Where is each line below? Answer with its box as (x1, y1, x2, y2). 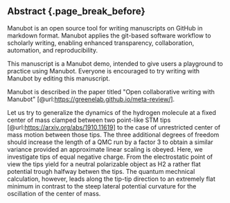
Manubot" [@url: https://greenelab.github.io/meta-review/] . (7, 95, 175, 103)
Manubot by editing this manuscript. (7, 74, 111, 82)
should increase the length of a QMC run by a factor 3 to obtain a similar (7, 138, 213, 146)
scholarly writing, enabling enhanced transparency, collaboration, (7, 38, 195, 47)
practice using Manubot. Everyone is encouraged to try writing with (7, 67, 200, 75)
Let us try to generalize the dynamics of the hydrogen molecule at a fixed (7, 108, 217, 116)
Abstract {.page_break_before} (7, 6, 145, 17)
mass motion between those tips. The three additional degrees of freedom (7, 130, 220, 139)
